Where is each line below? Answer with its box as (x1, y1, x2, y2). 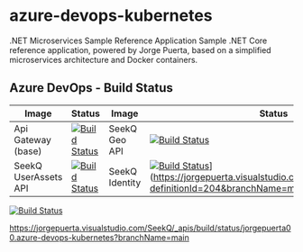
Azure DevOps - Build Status (9, 80, 173, 95)
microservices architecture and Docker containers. (9, 54, 198, 65)
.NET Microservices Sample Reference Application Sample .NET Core (9, 35, 268, 46)
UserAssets (14, 170, 63, 183)
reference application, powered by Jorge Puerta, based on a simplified (9, 44, 272, 55)
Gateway (14, 133, 51, 146)
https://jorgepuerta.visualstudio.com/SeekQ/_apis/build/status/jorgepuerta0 (9, 222, 291, 233)
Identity (108, 176, 142, 189)
